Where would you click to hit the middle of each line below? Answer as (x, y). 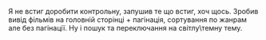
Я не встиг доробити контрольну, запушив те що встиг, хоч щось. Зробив (133, 11)
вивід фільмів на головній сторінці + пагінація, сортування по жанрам (128, 20)
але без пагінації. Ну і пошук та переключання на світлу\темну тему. (125, 28)
